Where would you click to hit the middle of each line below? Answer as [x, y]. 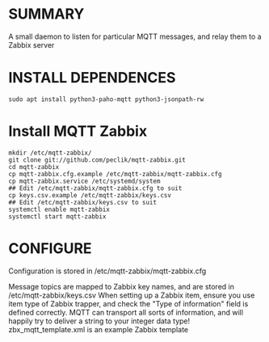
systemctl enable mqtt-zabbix [59, 209]
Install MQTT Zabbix [78, 131]
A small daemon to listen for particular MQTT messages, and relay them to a [135, 36]
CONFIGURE [50, 248]
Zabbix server [32, 44]
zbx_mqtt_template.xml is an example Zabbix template [98, 329]
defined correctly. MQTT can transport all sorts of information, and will [126, 312]
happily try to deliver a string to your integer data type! [99, 321]
